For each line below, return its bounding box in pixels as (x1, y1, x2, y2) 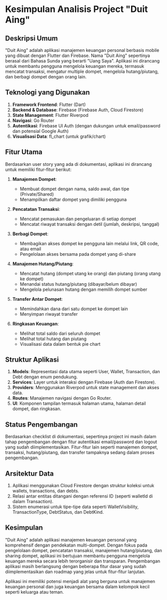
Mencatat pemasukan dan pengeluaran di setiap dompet (19, 216, 136, 222)
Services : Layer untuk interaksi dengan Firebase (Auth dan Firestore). (12, 379, 156, 385)
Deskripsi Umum (5, 34, 58, 42)
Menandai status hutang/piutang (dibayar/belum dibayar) (19, 281, 137, 287)
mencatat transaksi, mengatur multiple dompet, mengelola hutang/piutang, (5, 68, 159, 74)
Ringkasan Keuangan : (12, 321, 59, 327)
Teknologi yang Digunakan (5, 88, 90, 97)
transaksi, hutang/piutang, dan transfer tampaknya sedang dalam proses (5, 450, 155, 456)
